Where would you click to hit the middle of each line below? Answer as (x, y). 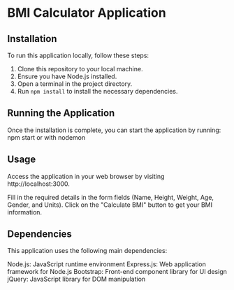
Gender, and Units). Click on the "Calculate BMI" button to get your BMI (110, 205)
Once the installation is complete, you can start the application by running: (114, 130)
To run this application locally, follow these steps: (78, 55)
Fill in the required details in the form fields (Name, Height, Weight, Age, (111, 197)
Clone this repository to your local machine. (80, 69)
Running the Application (61, 113)
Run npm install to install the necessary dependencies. (97, 91)
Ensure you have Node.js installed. (67, 76)
